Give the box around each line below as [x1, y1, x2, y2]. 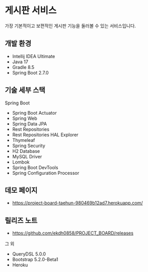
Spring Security [12, 142, 46, 149]
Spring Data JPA [12, 120, 47, 126]
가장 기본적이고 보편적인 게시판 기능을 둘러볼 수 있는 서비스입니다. [5, 23, 136, 29]
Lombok [12, 159, 30, 165]
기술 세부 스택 [5, 86, 46, 95]
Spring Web [12, 115, 37, 121]
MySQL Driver [12, 153, 42, 159]
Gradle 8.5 [12, 64, 34, 70]
